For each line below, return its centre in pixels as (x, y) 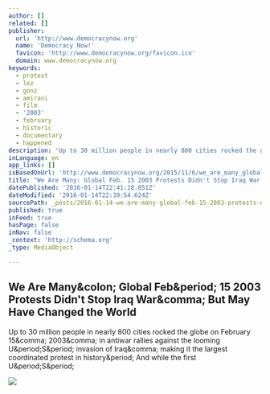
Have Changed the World (72, 312)
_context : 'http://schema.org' (61, 240)
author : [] (27, 16)
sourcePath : (28, 203)
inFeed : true (30, 218)
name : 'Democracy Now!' (55, 46)
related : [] (28, 23)
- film (27, 105)
